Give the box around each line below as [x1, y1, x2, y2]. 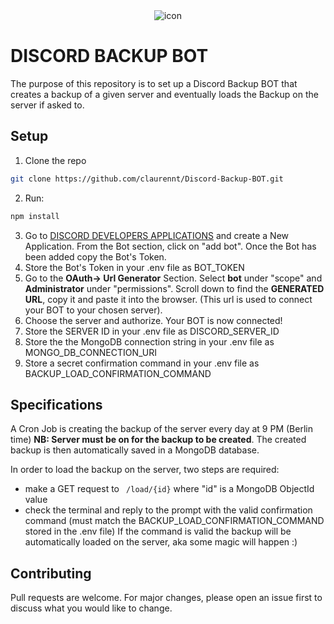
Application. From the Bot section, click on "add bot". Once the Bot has [24, 240, 317, 252]
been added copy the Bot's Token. [24, 250, 167, 263]
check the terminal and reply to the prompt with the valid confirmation [24, 504, 313, 516]
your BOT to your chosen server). [24, 304, 163, 316]
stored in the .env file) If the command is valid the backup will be [24, 525, 292, 538]
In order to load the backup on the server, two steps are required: [10, 464, 280, 476]
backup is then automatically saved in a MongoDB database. [10, 444, 260, 456]
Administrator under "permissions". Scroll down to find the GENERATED [24, 282, 325, 294]
